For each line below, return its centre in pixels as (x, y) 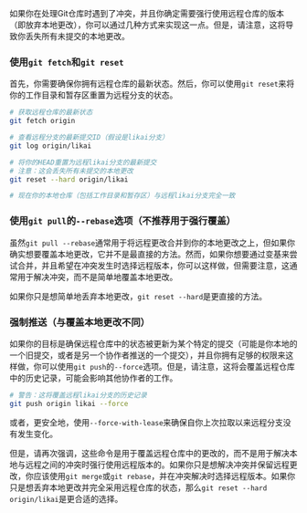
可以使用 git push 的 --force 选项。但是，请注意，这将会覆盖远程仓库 (168, 366)
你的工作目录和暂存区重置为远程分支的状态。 (94, 95)
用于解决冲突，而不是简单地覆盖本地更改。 (97, 277)
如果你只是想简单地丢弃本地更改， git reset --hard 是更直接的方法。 (138, 296)
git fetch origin (42, 121)
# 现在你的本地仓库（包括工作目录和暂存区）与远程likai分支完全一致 (122, 196)
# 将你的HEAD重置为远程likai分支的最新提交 (83, 162)
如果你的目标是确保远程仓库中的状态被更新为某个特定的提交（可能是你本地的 (153, 343)
